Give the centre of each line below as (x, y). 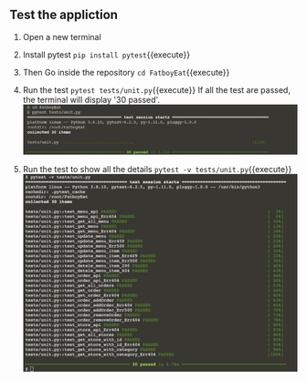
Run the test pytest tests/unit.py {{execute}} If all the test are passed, (156, 89)
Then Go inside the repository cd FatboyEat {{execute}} (126, 72)
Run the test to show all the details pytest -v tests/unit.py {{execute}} (157, 170)
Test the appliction (64, 15)
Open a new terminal (62, 36)
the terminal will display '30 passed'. (91, 99)
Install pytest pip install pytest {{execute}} (106, 55)
